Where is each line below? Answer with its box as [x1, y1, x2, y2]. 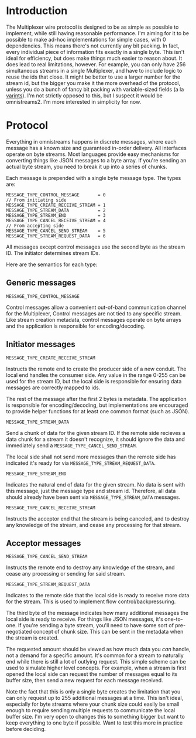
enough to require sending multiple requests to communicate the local [6, 707, 176, 714]
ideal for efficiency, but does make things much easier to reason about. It [6, 55, 183, 62]
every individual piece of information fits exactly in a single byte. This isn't [6, 48, 185, 55]
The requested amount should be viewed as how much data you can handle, [6, 646, 191, 653]
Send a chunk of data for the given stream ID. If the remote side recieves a [6, 429, 185, 436]
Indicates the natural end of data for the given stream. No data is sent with [6, 481, 185, 488]
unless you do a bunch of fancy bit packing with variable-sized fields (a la [6, 86, 184, 93]
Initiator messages [6, 339, 76, 349]
